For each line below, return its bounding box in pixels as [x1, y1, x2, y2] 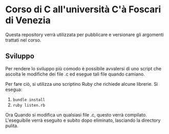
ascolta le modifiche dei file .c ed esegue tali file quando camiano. [5, 71, 145, 77]
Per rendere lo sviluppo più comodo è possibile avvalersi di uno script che [5, 65, 162, 71]
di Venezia [5, 14, 51, 26]
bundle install [12, 97, 46, 102]
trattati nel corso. [5, 37, 41, 43]
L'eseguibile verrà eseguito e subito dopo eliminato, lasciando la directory [5, 117, 161, 123]
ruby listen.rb [12, 103, 46, 108]
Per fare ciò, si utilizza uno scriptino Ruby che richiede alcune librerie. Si [5, 81, 158, 87]
